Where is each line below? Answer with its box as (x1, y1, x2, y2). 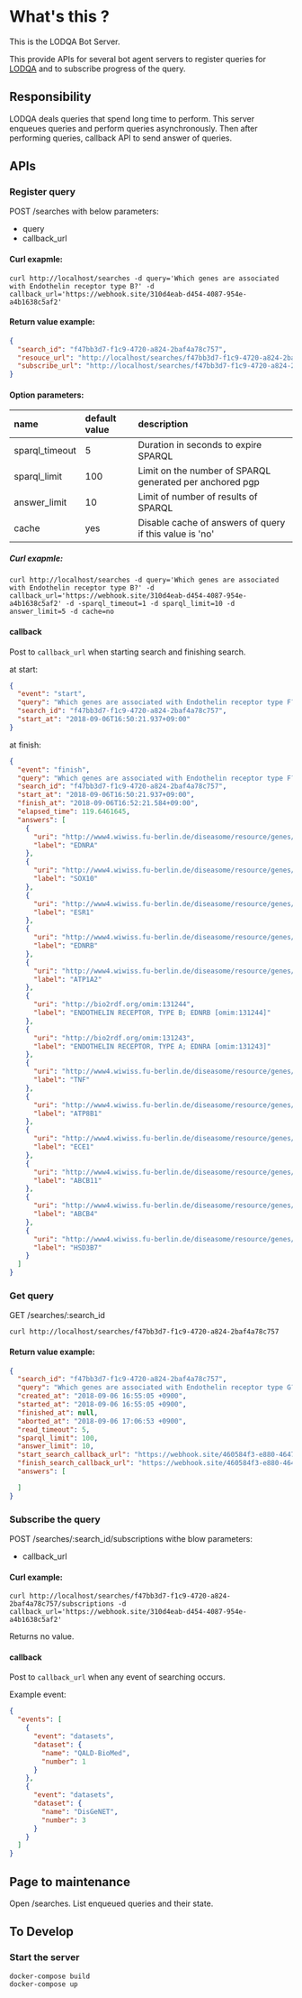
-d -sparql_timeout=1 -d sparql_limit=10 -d (66, 600, 235, 609)
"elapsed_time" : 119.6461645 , (17, 807, 130, 817)
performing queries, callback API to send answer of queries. (9, 133, 233, 143)
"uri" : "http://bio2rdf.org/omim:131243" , (32, 1033, 195, 1042)
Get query (9, 1289, 54, 1302)
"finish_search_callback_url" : (17, 1459, 135, 1468)
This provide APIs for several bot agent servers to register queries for (9, 53, 267, 64)
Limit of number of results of (138, 490, 258, 503)
